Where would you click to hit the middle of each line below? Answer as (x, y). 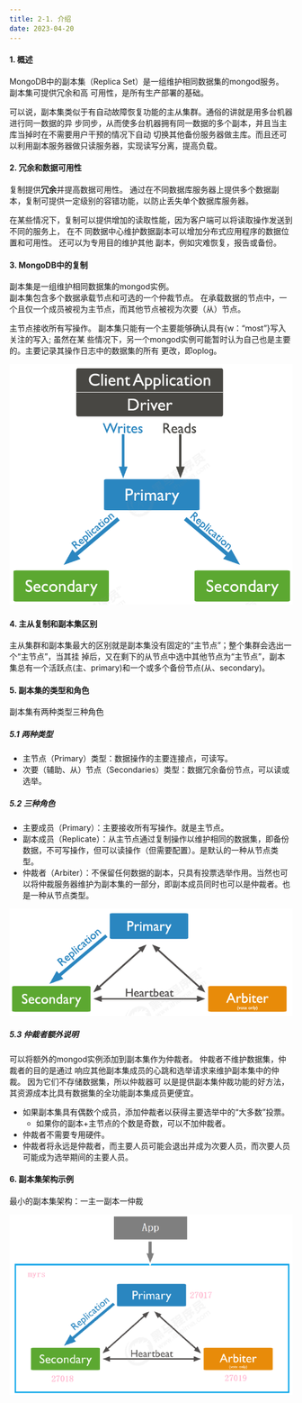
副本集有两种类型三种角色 (57, 712)
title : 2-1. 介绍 (40, 19)
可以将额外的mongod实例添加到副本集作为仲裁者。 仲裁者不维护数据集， (144, 1059)
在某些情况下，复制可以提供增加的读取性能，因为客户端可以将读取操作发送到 (151, 220)
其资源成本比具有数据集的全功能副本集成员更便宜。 (104, 1093)
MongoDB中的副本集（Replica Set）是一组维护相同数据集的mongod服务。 (147, 81)
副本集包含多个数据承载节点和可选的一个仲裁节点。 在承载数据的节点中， (144, 298)
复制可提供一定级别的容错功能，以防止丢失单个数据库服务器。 (139, 200)
